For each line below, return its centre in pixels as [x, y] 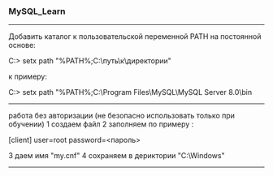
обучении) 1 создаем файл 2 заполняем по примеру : [101, 124]
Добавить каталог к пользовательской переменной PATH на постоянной [135, 36]
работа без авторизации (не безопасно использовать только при [122, 116]
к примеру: [28, 77]
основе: [22, 45]
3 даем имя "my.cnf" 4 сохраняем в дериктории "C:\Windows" [117, 156]
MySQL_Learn [37, 11]
